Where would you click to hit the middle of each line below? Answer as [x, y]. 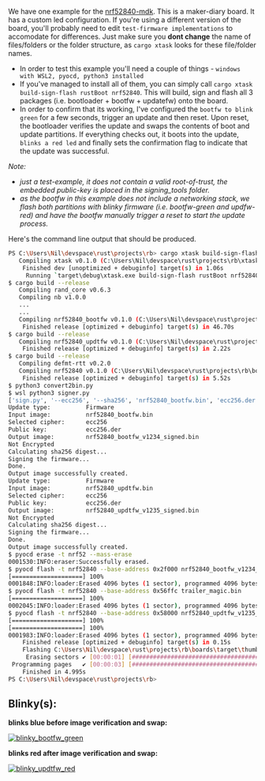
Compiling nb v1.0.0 [52, 298]
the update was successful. [64, 151]
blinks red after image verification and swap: [83, 753]
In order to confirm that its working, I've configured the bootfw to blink [136, 109]
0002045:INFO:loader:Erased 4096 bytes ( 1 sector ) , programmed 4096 [123, 606]
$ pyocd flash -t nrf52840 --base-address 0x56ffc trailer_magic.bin [125, 591]
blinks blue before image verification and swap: [88, 723]
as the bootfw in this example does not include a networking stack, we [134, 198]
